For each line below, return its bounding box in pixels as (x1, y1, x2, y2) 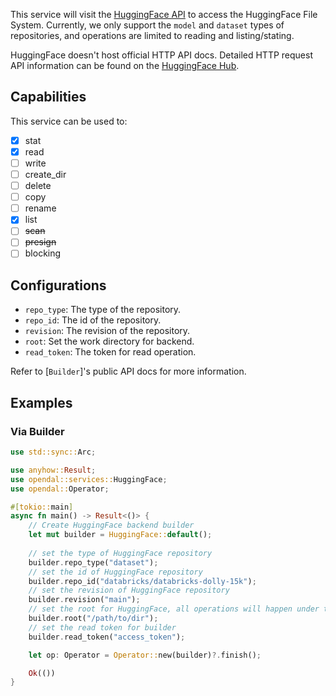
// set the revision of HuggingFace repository (28, 585, 230, 596)
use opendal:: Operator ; (10, 484, 110, 494)
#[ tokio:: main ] (10, 502, 74, 512)
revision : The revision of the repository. (24, 325, 191, 337)
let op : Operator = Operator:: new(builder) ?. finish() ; (28, 650, 262, 660)
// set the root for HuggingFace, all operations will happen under (28, 604, 320, 614)
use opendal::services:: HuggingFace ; (10, 474, 168, 484)
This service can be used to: (10, 115, 128, 127)
